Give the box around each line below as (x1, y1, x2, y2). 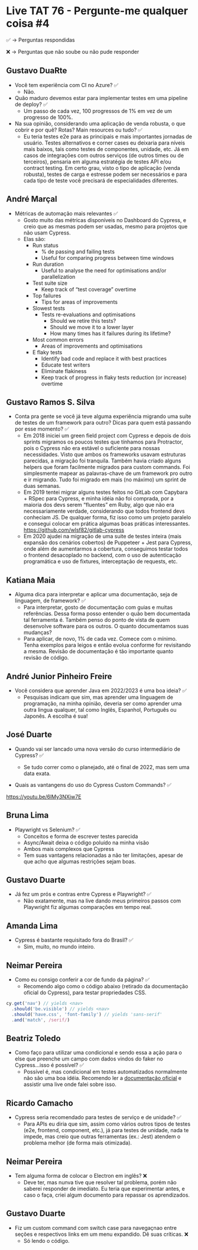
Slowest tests (32, 304, 66, 311)
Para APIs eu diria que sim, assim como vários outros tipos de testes (23, 1120, 191, 1127)
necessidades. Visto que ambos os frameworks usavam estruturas (23, 451, 186, 458)
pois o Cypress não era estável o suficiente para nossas (23, 445, 161, 452)
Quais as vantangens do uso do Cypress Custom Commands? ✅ (14, 781, 172, 788)
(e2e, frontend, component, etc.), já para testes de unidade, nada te (23, 1127, 189, 1134)
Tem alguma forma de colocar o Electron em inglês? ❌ (14, 1172, 147, 1179)
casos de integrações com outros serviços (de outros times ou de (23, 152, 184, 159)
